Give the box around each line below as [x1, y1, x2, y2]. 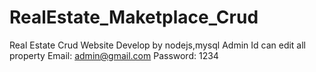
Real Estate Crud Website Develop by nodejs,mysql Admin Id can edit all [9, 39, 307, 51]
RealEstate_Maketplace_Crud [9, 6, 259, 29]
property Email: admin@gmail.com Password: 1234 [9, 49, 219, 61]
